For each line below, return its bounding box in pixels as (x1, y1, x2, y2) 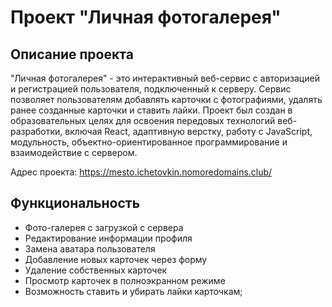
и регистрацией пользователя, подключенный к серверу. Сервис (10, 83, 292, 95)
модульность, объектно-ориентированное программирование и (10, 136, 288, 148)
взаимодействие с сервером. (10, 147, 138, 158)
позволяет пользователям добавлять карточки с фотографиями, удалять (10, 94, 323, 105)
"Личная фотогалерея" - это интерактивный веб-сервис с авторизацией (10, 72, 320, 84)
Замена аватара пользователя (24, 242, 156, 255)
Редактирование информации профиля (24, 232, 193, 244)
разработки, (10, 126, 63, 137)
